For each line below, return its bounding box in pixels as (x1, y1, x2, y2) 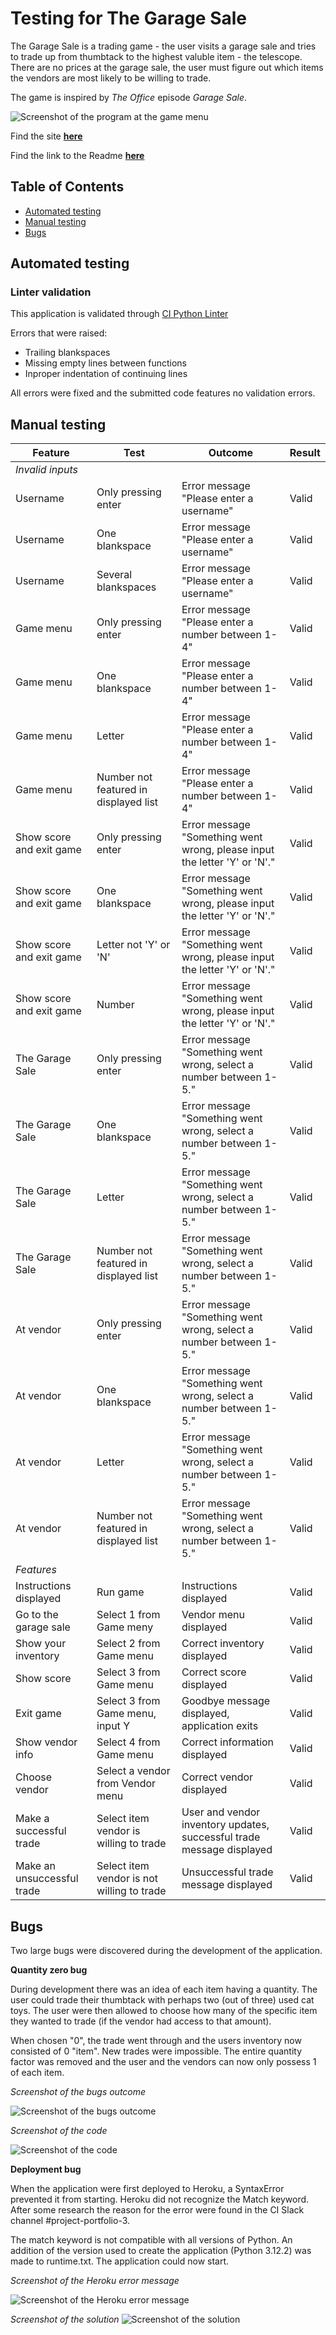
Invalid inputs (15, 463, 79, 477)
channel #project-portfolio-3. (10, 2215, 131, 2227)
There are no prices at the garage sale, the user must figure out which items (10, 61, 324, 73)
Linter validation (10, 285, 92, 299)
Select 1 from (96, 1608, 161, 1622)
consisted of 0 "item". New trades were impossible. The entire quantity (10, 2045, 303, 2057)
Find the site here (10, 130, 83, 142)
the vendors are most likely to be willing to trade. (10, 72, 212, 84)
